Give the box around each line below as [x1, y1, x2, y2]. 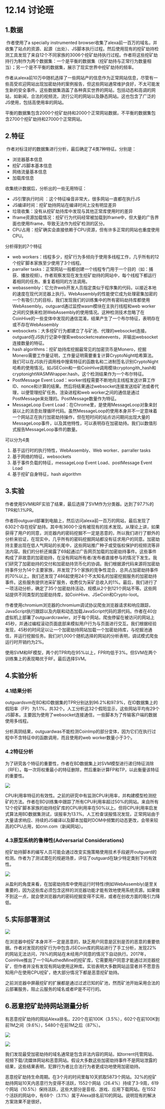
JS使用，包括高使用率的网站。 [5, 100, 66, 105]
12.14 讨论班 [5, 4, 54, 16]
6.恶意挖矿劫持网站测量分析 [5, 1002, 89, 1010]
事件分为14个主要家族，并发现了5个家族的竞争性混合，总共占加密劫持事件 [9, 567, 159, 572]
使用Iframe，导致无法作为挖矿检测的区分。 [21, 220, 108, 226]
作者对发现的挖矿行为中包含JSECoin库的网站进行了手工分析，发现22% [13, 945, 157, 951]
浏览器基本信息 [12, 156, 43, 162]
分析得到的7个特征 [5, 243, 42, 249]
